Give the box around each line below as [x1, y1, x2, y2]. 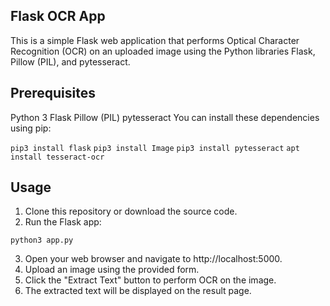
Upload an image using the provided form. [24, 264, 200, 276]
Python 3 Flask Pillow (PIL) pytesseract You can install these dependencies [10, 111, 320, 123]
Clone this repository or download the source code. [24, 205, 238, 218]
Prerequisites [10, 85, 96, 102]
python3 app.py [10, 235, 74, 246]
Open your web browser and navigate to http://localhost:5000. [24, 253, 283, 265]
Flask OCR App [10, 8, 106, 25]
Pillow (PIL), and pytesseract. [10, 55, 131, 68]
